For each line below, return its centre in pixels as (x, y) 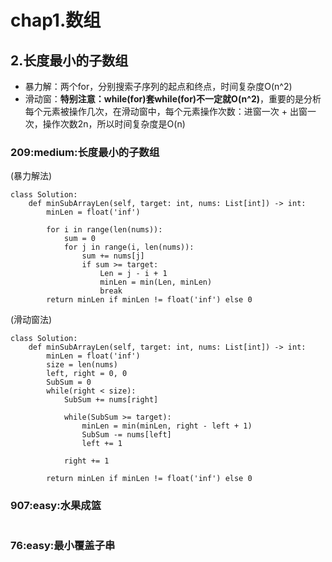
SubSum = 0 (69, 382)
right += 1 (86, 461)
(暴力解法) (31, 176)
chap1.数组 (56, 20)
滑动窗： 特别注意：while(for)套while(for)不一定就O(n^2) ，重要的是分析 (173, 99)
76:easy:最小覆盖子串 (63, 545)
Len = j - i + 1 (133, 274)
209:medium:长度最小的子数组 (85, 152)
